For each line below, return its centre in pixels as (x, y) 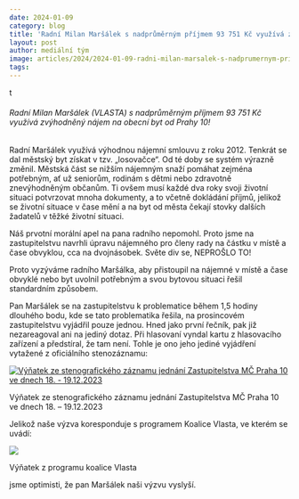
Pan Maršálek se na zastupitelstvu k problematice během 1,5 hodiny (133, 306)
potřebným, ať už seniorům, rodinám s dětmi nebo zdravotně (121, 178)
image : (21, 59)
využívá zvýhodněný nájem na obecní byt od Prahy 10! (110, 122)
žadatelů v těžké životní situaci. (67, 217)
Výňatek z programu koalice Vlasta (73, 468)
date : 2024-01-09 (41, 17)
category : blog (37, 26)
